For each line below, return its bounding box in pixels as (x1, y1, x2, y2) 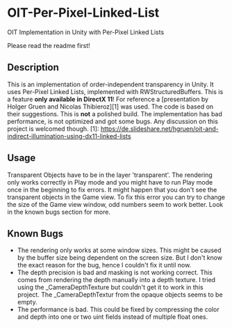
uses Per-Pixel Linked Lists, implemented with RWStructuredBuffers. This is (7, 87, 224, 95)
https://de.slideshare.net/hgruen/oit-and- (100, 124, 219, 133)
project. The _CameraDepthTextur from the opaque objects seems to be (17, 290, 224, 299)
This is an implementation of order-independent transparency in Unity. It (7, 80, 214, 88)
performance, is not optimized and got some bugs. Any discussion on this (7, 117, 219, 125)
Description (7, 61, 59, 74)
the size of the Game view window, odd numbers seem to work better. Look (7, 200, 224, 208)
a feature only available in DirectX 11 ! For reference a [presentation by (7, 95, 209, 103)
